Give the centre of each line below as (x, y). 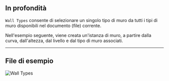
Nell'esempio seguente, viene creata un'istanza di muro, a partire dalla (78, 35)
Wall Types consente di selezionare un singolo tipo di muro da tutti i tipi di (81, 20)
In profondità (26, 8)
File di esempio (29, 61)
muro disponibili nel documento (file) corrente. (53, 25)
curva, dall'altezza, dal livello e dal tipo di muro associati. (64, 40)
